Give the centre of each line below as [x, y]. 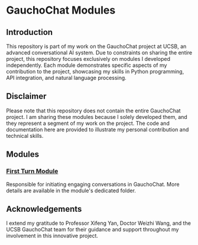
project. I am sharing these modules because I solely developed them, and [97, 117]
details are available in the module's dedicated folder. [71, 191]
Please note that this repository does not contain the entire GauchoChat [94, 111]
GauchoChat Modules [61, 10]
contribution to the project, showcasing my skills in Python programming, [95, 71]
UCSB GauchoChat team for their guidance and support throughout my [92, 230]
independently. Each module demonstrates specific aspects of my [87, 65]
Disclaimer [26, 96]
